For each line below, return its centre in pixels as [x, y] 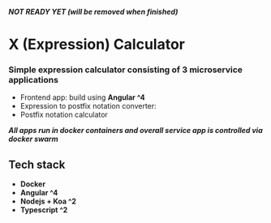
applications [34, 80]
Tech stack [37, 164]
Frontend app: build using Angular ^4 [83, 97]
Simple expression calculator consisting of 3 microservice [126, 70]
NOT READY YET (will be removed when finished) [93, 12]
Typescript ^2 [44, 210]
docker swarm [33, 139]
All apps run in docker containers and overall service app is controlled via [135, 131]
